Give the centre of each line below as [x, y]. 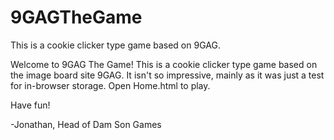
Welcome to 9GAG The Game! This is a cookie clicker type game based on [164, 64]
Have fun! [30, 105]
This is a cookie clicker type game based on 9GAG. [115, 45]
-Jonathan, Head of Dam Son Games [86, 124]
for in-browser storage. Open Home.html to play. [110, 85]
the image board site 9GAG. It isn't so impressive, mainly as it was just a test [167, 75]
